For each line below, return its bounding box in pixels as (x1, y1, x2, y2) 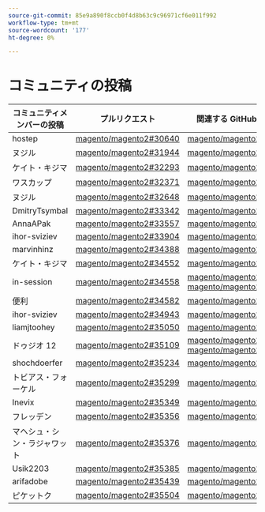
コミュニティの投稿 (8, 77, 132, 95)
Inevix (12, 397, 35, 408)
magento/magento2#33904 (75, 231, 180, 242)
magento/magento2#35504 (75, 490, 180, 501)
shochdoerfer (12, 357, 63, 368)
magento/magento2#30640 (75, 134, 180, 145)
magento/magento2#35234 (75, 357, 180, 368)
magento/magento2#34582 (75, 296, 180, 307)
